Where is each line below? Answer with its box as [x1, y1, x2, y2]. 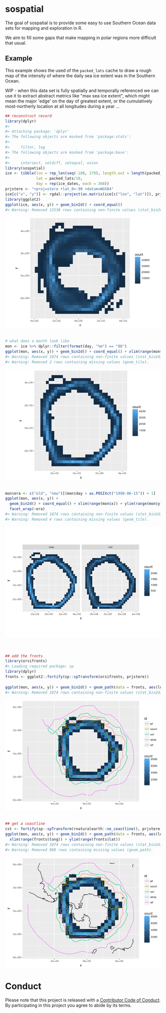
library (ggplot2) [5, 197, 41, 202]
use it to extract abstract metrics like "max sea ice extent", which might [5, 92, 150, 98]
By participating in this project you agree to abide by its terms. [5, 1002, 132, 1008]
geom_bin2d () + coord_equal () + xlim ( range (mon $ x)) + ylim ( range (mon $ [9, 501, 158, 506]
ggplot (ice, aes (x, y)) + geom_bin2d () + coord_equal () [5, 202, 123, 207]
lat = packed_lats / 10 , [36, 176, 83, 181]
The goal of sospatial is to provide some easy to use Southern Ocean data [5, 20, 156, 26]
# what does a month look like [5, 339, 70, 344]
